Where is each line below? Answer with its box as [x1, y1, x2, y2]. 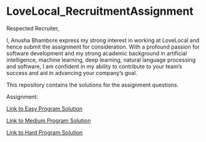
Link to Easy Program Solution [6, 105, 83, 112]
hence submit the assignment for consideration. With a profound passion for [6, 43, 200, 50]
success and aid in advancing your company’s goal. [6, 69, 138, 76]
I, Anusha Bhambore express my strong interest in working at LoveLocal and [6, 36, 200, 44]
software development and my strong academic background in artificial [6, 49, 188, 57]
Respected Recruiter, [6, 25, 60, 32]
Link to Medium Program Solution [6, 117, 91, 124]
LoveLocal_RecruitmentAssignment [6, 4, 194, 18]
